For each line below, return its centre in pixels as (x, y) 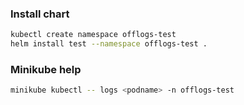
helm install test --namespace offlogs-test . (109, 44)
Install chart (40, 14)
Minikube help (46, 69)
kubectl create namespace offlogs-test (93, 35)
